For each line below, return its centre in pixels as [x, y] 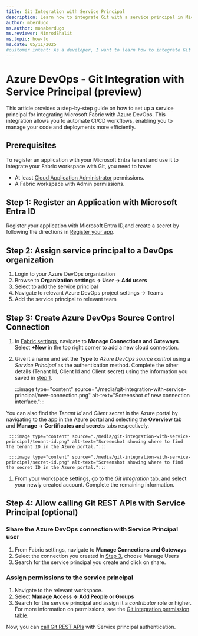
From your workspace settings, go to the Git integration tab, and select [100, 478]
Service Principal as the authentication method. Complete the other [96, 365]
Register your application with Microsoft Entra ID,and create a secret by [93, 226]
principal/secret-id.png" [38, 462]
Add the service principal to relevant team [65, 299]
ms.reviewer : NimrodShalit [39, 34]
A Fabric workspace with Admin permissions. [70, 184]
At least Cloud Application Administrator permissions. [79, 177]
